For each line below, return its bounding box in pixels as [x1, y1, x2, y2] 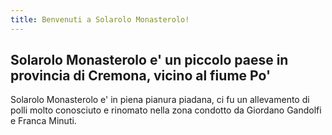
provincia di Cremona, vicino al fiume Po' [10, 67, 272, 85]
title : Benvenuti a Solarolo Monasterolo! [10, 14, 190, 25]
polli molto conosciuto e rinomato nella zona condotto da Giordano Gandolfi [10, 104, 322, 116]
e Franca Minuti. [10, 115, 77, 127]
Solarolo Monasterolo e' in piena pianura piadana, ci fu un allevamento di [10, 94, 310, 106]
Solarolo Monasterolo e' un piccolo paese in [10, 52, 289, 69]
